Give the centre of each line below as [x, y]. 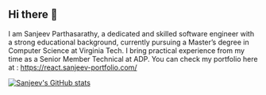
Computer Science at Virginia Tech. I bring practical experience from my [126, 50]
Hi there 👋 [33, 15]
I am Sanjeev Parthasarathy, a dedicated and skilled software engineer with [131, 33]
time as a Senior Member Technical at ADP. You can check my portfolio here [133, 59]
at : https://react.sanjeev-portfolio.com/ [73, 67]
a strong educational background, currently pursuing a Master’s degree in [129, 42]
